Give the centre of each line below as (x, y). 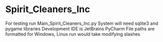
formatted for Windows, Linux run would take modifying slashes (73, 34)
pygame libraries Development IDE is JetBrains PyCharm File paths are (80, 28)
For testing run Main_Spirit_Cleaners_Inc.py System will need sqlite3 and (82, 23)
